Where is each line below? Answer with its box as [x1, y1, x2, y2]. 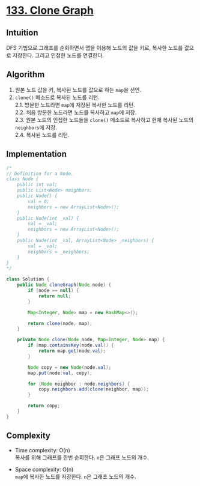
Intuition [6, 28, 38, 38]
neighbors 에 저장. [14, 124, 57, 131]
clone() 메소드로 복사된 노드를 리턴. [14, 94, 100, 101]
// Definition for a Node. [6, 171, 74, 177]
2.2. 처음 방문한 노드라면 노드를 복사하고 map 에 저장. [14, 109, 137, 116]
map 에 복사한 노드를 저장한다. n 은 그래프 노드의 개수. [14, 473, 136, 480]
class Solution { [6, 276, 50, 282]
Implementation [6, 149, 67, 159]
